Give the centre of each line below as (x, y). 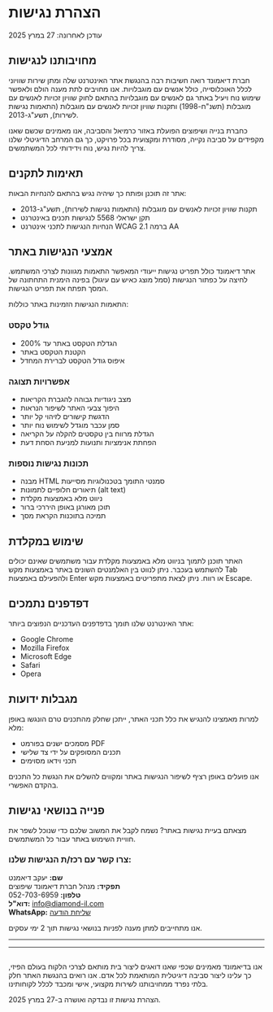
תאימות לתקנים (46, 174)
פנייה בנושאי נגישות (57, 811)
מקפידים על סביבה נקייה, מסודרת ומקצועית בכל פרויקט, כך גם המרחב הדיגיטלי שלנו (136, 139)
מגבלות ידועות (43, 699)
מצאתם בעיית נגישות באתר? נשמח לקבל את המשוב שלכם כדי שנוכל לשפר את (128, 830)
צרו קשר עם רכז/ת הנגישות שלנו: (70, 860)
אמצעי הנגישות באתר (61, 251)
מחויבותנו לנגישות (53, 61)
